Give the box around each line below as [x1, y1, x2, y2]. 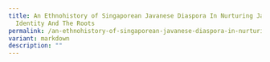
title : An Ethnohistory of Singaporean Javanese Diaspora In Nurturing [8, 11, 253, 20]
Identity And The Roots [15, 19, 95, 27]
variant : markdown [8, 34, 70, 43]
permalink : [8, 27, 45, 35]
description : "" [8, 42, 63, 50]
